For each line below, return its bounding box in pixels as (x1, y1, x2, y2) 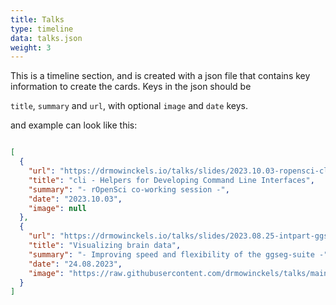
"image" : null (28, 203, 87, 213)
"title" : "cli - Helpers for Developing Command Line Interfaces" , (28, 175, 315, 185)
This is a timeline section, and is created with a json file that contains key (10, 70, 311, 82)
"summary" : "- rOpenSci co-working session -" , (28, 184, 230, 195)
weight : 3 (10, 42, 52, 53)
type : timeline (10, 24, 74, 34)
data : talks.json (10, 33, 83, 43)
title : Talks (10, 14, 65, 25)
